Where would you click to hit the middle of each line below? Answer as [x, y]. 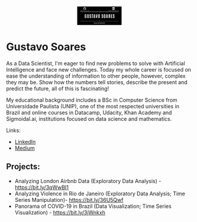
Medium [25, 148]
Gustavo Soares [46, 47]
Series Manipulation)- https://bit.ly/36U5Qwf [69, 200]
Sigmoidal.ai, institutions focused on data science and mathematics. [89, 118]
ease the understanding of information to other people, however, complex [96, 76]
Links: [13, 130]
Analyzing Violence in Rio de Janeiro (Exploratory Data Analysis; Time [100, 194]
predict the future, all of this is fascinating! [58, 88]
